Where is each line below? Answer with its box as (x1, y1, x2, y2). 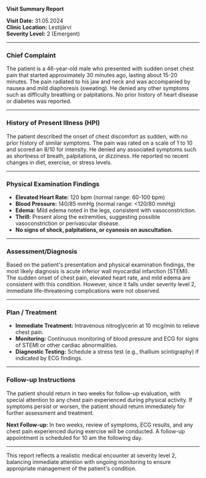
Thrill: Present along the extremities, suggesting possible (15, 213, 161, 220)
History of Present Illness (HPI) (6, 119, 100, 127)
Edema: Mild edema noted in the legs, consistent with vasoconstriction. (15, 207, 197, 214)
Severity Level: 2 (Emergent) (6, 30, 80, 37)
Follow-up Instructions (6, 376, 75, 384)
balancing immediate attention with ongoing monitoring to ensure (6, 458, 171, 465)
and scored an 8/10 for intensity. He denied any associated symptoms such (6, 145, 197, 153)
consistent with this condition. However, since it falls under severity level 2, (6, 281, 196, 288)
